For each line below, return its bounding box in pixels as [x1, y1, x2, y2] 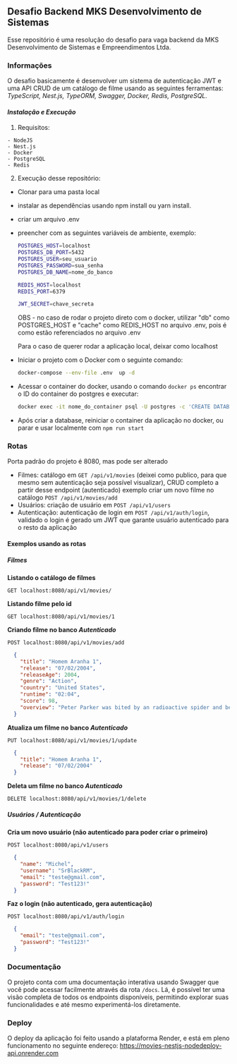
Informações [7, 60, 52, 70]
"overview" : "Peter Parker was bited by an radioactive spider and [20, 703, 222, 711]
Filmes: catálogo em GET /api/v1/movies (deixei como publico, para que [17, 471, 227, 479]
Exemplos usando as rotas [7, 539, 87, 548]
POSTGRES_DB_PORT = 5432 [17, 249, 85, 256]
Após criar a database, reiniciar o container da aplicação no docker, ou [17, 416, 224, 425]
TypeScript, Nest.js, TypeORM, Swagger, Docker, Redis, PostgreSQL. [7, 92, 208, 100]
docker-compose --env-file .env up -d [17, 370, 135, 377]
